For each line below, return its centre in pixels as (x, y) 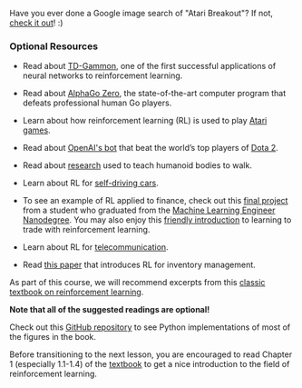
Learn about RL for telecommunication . (96, 247)
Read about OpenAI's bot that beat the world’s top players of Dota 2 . (150, 148)
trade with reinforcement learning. (86, 230)
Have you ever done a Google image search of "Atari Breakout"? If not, (141, 13)
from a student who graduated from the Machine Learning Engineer (149, 210)
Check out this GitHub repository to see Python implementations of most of (150, 327)
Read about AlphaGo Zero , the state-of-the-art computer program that (154, 94)
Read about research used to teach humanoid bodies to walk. (137, 165)
